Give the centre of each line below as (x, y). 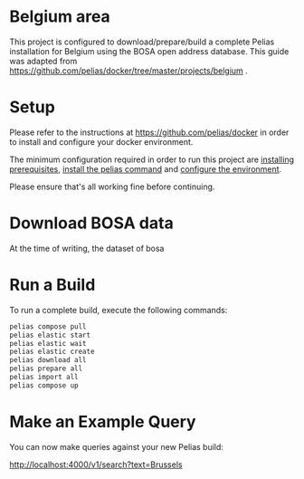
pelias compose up (44, 385)
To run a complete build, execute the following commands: (119, 310)
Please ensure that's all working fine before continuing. (112, 187)
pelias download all (48, 360)
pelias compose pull (48, 326)
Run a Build (52, 285)
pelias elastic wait (48, 343)
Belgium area (60, 17)
